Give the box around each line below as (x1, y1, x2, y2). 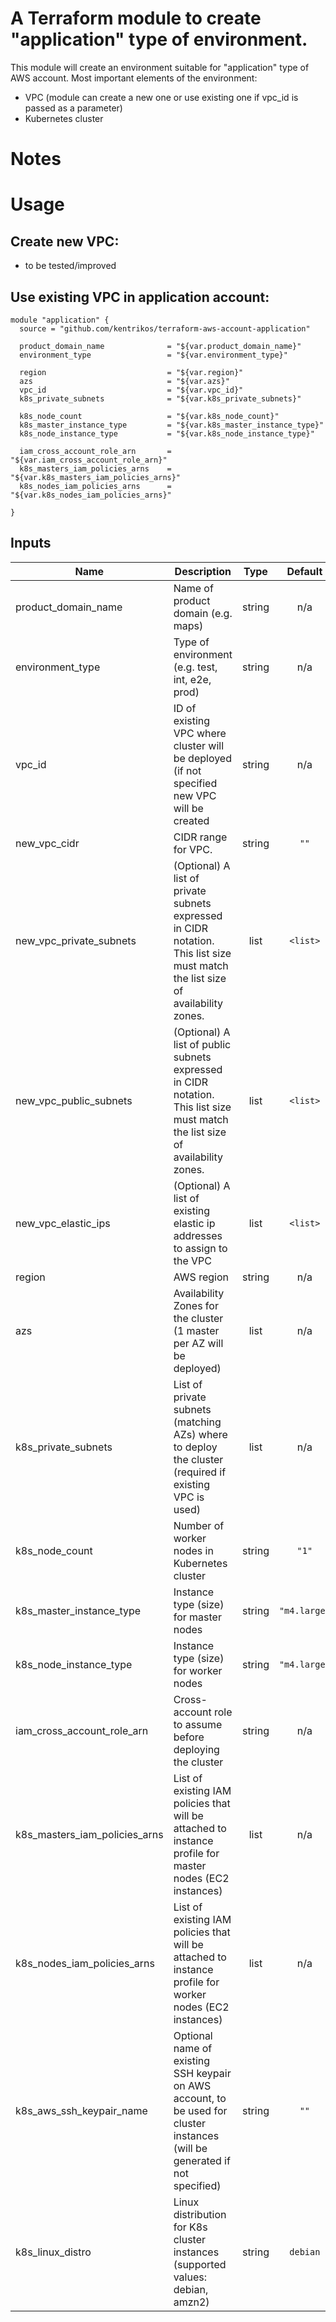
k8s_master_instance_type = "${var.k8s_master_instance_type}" (19, 420, 325, 430)
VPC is (173, 1490, 205, 1504)
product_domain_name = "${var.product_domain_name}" (19, 341, 302, 351)
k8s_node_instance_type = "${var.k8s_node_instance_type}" (19, 428, 315, 439)
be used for (173, 2103, 228, 2117)
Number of (173, 1518, 225, 1532)
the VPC (173, 1253, 212, 1267)
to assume (173, 1717, 223, 1731)
